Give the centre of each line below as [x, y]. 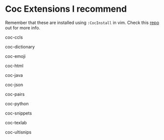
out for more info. [23, 27]
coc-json [14, 85]
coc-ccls [14, 37]
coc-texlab [16, 122]
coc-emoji [15, 56]
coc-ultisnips [18, 132]
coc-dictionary [20, 47]
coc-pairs [15, 94]
